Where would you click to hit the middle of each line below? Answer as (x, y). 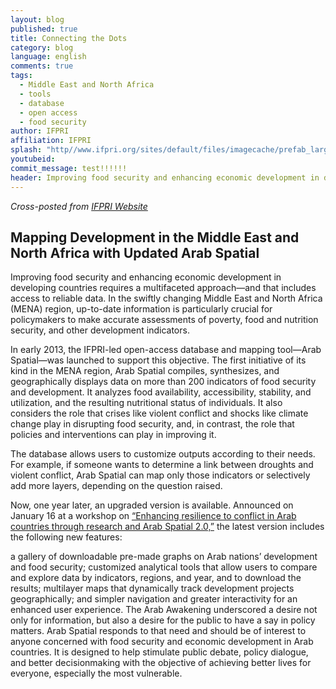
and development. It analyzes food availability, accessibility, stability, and (161, 392)
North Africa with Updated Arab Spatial (135, 252)
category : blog (42, 47)
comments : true (42, 66)
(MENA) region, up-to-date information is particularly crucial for (141, 309)
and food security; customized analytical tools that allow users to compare (164, 567)
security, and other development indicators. (100, 330)
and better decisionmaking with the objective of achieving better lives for (161, 663)
